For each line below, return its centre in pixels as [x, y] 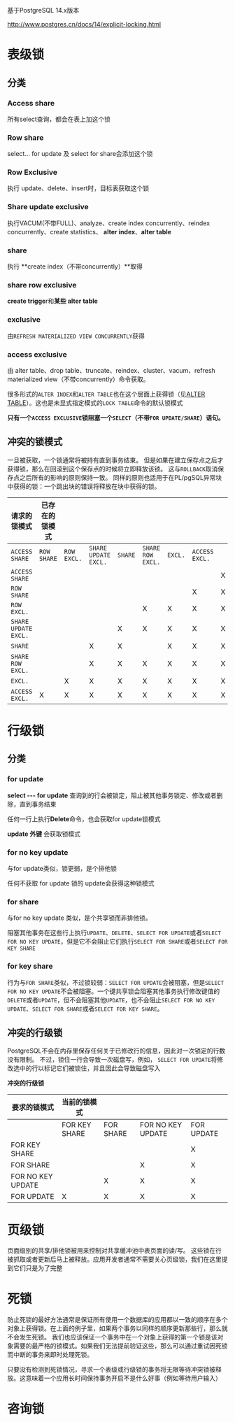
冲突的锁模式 [35, 442]
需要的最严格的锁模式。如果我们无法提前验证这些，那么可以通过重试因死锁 [120, 1346]
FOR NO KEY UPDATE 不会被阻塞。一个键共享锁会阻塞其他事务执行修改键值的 [114, 991]
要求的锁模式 [33, 1107]
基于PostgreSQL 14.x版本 [43, 10]
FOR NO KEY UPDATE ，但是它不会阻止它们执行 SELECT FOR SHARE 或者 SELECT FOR [117, 941]
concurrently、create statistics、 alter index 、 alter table [89, 232]
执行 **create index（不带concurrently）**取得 [75, 266]
